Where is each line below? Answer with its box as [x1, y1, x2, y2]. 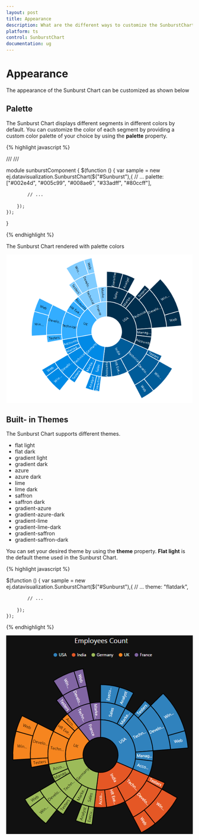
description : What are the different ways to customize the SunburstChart [6, 22, 195, 28]
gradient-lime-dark [14, 523, 61, 531]
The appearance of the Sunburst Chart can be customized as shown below [6, 87, 190, 94]
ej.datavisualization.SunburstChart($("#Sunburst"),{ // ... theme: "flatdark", [6, 583, 188, 590]
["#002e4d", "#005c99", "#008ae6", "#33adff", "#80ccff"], [6, 179, 152, 186]
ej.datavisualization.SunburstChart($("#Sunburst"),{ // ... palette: [6, 173, 164, 180]
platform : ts [6, 28, 38, 34]
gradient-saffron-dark [14, 536, 69, 544]
